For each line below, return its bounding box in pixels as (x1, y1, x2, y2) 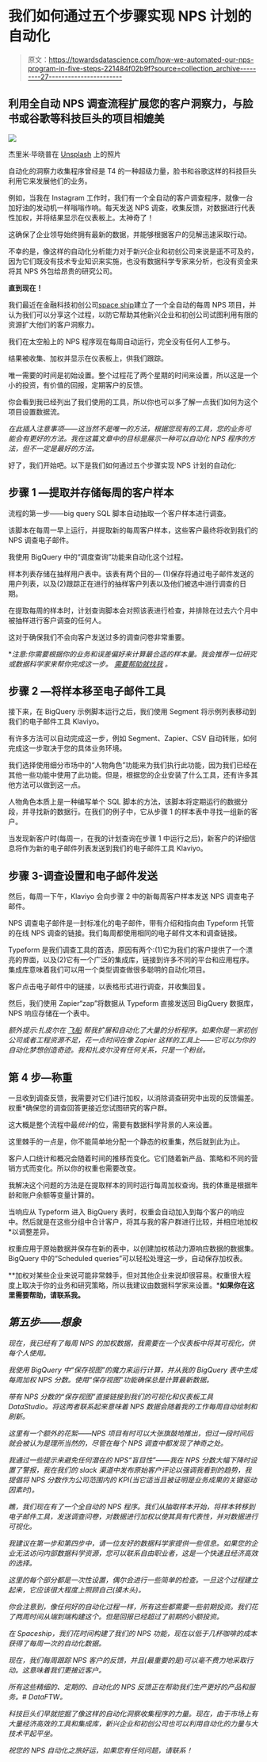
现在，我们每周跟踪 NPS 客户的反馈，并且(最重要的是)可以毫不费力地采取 (8, 1655, 247, 1665)
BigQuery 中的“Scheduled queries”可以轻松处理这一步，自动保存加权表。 (8, 1254, 247, 1263)
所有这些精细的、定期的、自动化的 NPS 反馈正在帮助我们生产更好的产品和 (8, 1682, 249, 1691)
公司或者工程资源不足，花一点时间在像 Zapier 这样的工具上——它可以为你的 (8, 1035, 256, 1045)
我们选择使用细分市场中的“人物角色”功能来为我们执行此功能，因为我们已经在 (8, 760, 257, 770)
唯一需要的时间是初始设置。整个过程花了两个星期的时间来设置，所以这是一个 (8, 370, 258, 380)
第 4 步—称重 (8, 1071, 73, 1084)
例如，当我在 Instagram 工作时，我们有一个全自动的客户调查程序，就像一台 (8, 193, 254, 202)
